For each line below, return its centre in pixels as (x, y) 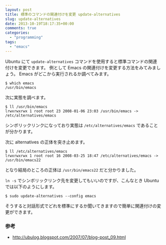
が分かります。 (20, 131)
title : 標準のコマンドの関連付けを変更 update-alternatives (63, 14)
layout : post (19, 10)
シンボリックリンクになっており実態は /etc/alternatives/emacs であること (82, 125)
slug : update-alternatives (33, 19)
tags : (11, 42)
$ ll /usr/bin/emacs (27, 107)
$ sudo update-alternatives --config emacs (51, 196)
